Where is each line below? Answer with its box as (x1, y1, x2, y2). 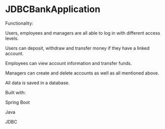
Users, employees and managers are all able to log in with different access (5, 30, 160, 36)
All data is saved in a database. (5, 80, 70, 86)
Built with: (5, 89, 26, 95)
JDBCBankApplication (5, 4, 101, 15)
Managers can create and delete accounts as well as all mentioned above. (5, 70, 159, 76)
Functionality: (5, 20, 34, 26)
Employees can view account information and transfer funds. (5, 60, 132, 66)
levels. (5, 35, 19, 41)
